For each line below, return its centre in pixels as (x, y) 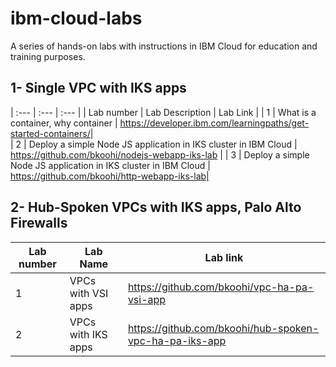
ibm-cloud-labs (76, 18)
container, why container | (64, 123)
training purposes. (48, 56)
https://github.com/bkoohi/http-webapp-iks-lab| (110, 176)
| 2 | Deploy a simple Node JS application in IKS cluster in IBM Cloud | (154, 144)
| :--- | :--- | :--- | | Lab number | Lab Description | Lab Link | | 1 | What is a (163, 112)
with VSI (89, 293)
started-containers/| (52, 133)
